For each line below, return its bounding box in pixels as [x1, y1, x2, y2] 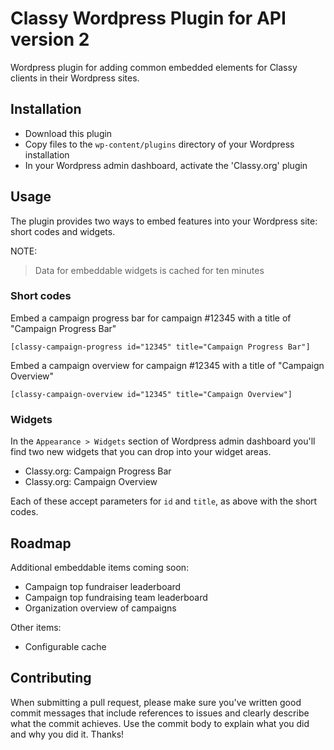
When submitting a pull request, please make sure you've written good [10, 696, 302, 708]
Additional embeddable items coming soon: [10, 561, 190, 573]
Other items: [10, 621, 62, 633]
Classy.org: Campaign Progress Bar [24, 465, 172, 477]
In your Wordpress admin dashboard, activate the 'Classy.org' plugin [24, 159, 308, 171]
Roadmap [10, 535, 72, 552]
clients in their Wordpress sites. [10, 72, 140, 84]
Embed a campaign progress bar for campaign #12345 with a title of [10, 312, 292, 324]
